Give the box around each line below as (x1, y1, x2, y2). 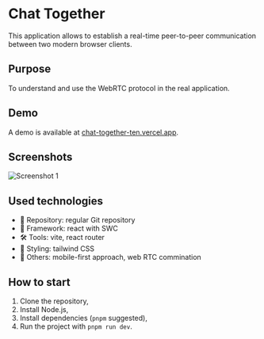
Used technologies (8, 194, 104, 208)
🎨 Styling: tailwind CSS (19, 244, 95, 253)
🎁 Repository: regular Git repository (19, 215, 136, 225)
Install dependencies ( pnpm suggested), (19, 314, 148, 322)
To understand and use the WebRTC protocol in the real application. (8, 83, 230, 93)
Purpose (8, 63, 52, 76)
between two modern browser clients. (8, 39, 132, 48)
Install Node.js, (19, 305, 69, 314)
